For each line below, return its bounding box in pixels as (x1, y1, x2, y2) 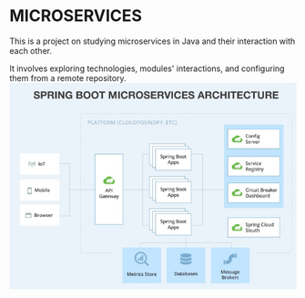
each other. (9, 45, 53, 56)
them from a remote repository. (9, 72, 127, 83)
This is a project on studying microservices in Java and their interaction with (9, 36, 296, 46)
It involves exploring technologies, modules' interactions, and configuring (9, 63, 285, 74)
